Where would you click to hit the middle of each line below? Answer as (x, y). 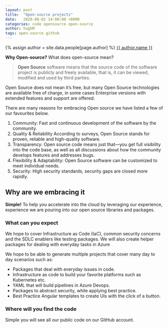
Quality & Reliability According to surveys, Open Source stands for (81, 134)
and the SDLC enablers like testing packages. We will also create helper (79, 239)
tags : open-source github (32, 33)
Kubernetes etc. (29, 280)
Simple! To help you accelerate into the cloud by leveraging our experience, (84, 204)
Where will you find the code (41, 309)
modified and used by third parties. (54, 78)
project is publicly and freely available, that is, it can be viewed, (83, 72)
